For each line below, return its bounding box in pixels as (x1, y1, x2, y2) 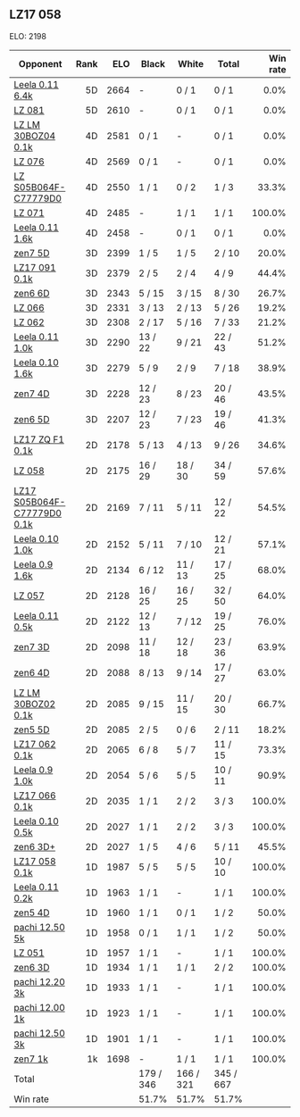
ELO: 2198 (9, 30, 47, 41)
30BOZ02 (13, 697, 56, 710)
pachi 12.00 (13, 1001, 65, 1013)
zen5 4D (13, 906, 50, 919)
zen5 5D (13, 723, 50, 736)
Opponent (18, 57, 62, 70)
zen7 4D (13, 388, 50, 400)
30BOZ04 (13, 129, 56, 142)
